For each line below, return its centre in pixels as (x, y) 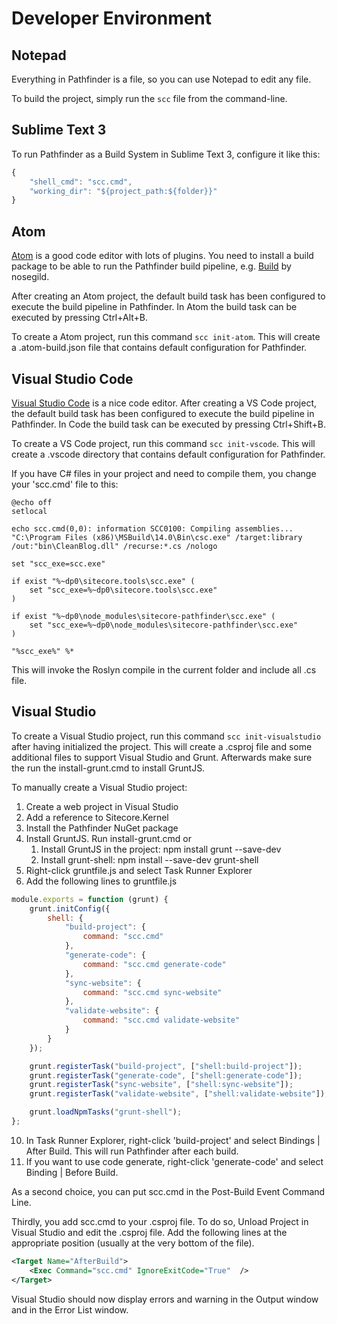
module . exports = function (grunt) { (90, 899)
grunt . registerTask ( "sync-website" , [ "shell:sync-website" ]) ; (161, 1085)
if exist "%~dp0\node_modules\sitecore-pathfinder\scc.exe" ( (143, 616)
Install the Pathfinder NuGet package (102, 828)
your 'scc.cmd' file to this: (65, 484)
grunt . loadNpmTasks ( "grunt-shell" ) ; (106, 1112)
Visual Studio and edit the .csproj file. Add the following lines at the (149, 1232)
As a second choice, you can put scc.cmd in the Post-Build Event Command (168, 1191)
